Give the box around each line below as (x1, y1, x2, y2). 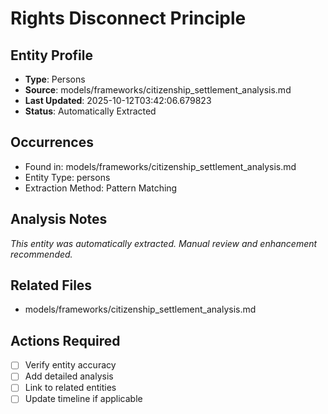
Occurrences (10, 134, 94, 151)
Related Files (10, 277, 93, 294)
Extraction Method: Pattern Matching (24, 182, 178, 194)
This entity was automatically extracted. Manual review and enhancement (10, 237, 318, 249)
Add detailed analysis (24, 370, 114, 382)
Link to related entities (24, 382, 117, 394)
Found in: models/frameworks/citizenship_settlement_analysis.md (24, 160, 297, 172)
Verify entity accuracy (24, 359, 117, 371)
